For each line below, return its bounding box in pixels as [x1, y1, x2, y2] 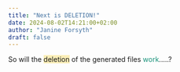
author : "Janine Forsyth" [8, 26, 93, 34]
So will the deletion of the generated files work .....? [8, 55, 172, 64]
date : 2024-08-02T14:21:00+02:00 [8, 19, 118, 27]
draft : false [8, 33, 51, 41]
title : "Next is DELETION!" [8, 11, 101, 20]
